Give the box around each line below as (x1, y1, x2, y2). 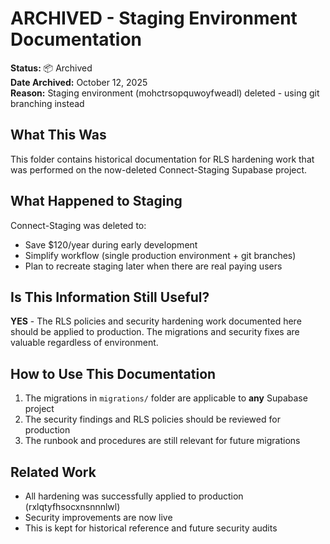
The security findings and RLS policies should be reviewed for (24, 413, 281, 426)
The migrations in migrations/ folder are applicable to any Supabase (24, 392, 308, 404)
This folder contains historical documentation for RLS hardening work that (10, 153, 315, 165)
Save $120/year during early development (24, 238, 198, 251)
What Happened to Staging (10, 193, 183, 210)
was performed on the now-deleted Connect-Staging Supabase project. (10, 163, 308, 176)
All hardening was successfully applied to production (24, 490, 244, 502)
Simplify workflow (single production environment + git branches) (24, 249, 297, 261)
